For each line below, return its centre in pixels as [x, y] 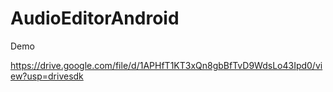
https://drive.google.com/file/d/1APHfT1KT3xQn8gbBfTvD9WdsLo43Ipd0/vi [166, 65]
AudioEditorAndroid [95, 18]
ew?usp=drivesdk [47, 76]
